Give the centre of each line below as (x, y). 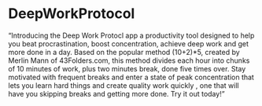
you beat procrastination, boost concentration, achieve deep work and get (129, 43)
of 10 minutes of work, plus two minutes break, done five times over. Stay (127, 68)
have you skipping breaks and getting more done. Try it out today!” (117, 93)
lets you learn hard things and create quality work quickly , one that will (124, 85)
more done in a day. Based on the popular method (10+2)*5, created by (124, 52)
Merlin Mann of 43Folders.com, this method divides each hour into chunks (129, 60)
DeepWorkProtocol (72, 14)
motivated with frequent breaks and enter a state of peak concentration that (131, 77)
